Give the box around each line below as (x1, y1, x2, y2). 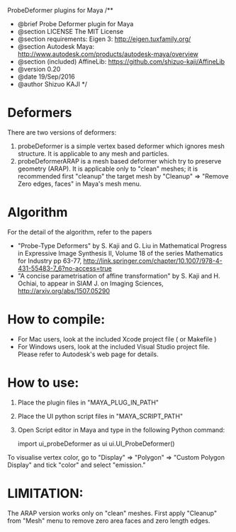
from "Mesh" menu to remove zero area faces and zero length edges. (7, 516, 210, 525)
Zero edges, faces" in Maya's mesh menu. (17, 179, 142, 188)
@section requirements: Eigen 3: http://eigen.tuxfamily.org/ (17, 35, 191, 43)
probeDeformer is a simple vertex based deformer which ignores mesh (17, 142, 225, 150)
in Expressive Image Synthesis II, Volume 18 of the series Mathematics (17, 249, 223, 257)
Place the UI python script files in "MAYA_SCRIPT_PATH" (17, 412, 183, 420)
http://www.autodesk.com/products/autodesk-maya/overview (17, 50, 198, 58)
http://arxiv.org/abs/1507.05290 (17, 286, 111, 295)
